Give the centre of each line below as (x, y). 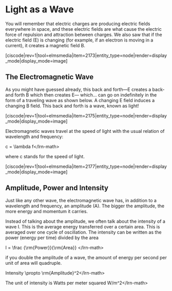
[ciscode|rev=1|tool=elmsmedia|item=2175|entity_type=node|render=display (86, 115)
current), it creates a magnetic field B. (45, 45)
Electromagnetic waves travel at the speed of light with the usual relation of (85, 131)
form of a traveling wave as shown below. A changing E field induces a (80, 100)
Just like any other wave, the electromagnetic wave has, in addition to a (81, 200)
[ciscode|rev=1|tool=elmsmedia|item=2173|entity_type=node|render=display (86, 55)
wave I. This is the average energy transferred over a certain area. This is (83, 226)
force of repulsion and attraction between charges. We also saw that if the (84, 34)
